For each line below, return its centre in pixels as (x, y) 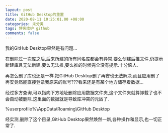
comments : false (22, 33)
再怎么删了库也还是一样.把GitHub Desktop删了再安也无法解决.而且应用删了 (82, 76)
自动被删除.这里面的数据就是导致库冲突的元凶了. (59, 99)
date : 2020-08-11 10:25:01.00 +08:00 (45, 19)
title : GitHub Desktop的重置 (35, 15)
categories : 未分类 (24, 24)
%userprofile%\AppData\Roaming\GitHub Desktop (58, 109)
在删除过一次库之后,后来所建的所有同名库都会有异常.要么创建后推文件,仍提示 (84, 59)
